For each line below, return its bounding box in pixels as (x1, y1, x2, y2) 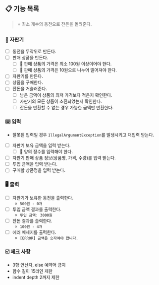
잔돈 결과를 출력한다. (12, 217, 53, 223)
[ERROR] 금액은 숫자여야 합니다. (19, 235, 78, 241)
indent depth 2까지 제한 (12, 275, 60, 281)
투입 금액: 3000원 (19, 213, 53, 217)
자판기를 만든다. (12, 73, 43, 79)
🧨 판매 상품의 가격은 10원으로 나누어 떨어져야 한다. (19, 67, 117, 73)
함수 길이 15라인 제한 (12, 268, 53, 274)
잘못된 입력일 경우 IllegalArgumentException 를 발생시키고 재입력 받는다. (12, 132, 155, 138)
